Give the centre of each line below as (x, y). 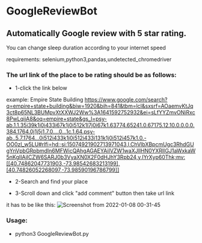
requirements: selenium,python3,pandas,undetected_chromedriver (89, 59)
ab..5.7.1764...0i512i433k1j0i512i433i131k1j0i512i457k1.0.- (76, 138)
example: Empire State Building (45, 100)
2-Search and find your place (51, 182)
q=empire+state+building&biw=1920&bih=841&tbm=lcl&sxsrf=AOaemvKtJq (100, 106)
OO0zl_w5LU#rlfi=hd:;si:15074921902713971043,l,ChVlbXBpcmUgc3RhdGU (100, 144)
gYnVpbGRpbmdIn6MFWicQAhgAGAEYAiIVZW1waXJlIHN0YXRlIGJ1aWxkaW (101, 151)
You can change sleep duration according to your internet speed (86, 48)
